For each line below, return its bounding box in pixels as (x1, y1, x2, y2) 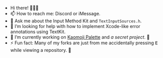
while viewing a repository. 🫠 (10, 47, 71, 53)
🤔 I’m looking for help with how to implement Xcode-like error (10, 23, 140, 29)
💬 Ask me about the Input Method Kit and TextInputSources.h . (10, 18, 142, 24)
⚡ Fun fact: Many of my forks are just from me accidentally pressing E (10, 40, 158, 46)
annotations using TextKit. (10, 28, 66, 35)
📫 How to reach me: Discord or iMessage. (10, 11, 101, 16)
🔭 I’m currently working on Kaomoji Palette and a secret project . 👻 (10, 34, 150, 40)
